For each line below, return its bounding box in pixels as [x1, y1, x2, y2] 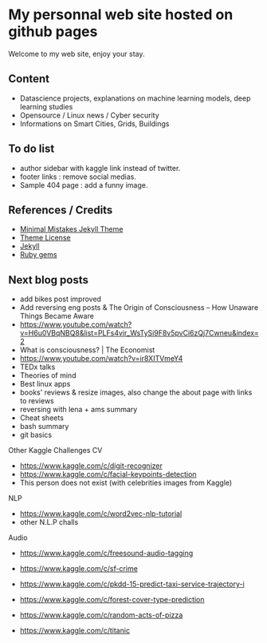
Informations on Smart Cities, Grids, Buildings [19, 118, 170, 129]
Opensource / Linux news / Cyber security [19, 110, 159, 120]
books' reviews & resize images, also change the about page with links [19, 387, 253, 397]
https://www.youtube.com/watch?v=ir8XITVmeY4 [19, 354, 183, 363]
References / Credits [8, 203, 113, 216]
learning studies [19, 101, 73, 111]
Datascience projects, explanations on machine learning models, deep [19, 93, 251, 103]
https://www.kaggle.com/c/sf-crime [19, 564, 138, 574]
